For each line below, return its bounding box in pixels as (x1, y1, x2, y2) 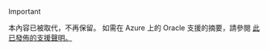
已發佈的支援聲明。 (8, 33, 73, 42)
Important (8, 7, 41, 16)
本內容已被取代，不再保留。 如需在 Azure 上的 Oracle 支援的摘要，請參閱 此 (8, 23, 260, 33)
